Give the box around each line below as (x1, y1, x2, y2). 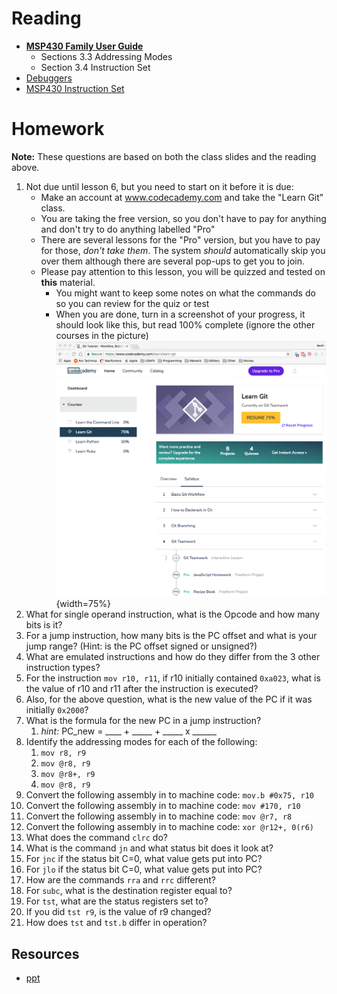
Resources (11, 945, 80, 962)
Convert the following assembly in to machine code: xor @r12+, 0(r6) (25, 821, 315, 833)
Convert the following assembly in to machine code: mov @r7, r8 (25, 810, 293, 822)
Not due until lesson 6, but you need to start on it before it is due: (25, 180, 294, 192)
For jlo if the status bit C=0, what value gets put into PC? (25, 863, 263, 876)
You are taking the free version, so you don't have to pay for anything (40, 212, 327, 224)
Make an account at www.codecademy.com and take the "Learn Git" (40, 191, 324, 203)
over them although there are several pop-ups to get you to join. (40, 255, 306, 267)
